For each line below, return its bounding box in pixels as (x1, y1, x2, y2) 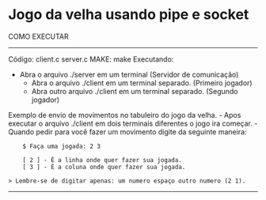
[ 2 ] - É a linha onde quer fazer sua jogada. (22, 156, 182, 164)
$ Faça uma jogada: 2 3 (22, 142, 101, 150)
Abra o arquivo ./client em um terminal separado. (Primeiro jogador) (31, 77, 253, 88)
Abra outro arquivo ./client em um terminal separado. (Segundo (31, 86, 238, 96)
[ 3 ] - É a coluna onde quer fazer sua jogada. (22, 163, 186, 171)
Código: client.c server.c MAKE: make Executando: (8, 54, 174, 64)
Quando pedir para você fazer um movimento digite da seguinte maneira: (8, 126, 247, 136)
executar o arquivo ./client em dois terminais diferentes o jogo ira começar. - (8, 119, 258, 128)
